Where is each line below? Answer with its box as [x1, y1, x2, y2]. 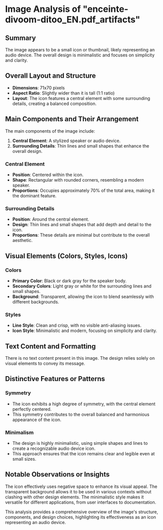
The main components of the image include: [5, 128, 96, 134]
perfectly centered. [12, 406, 52, 412]
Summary [5, 34, 36, 42]
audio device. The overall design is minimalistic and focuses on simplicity [5, 52, 155, 58]
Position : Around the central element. [12, 216, 89, 222]
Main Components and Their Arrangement [5, 115, 139, 123]
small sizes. [12, 456, 36, 462]
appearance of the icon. [12, 417, 62, 423]
